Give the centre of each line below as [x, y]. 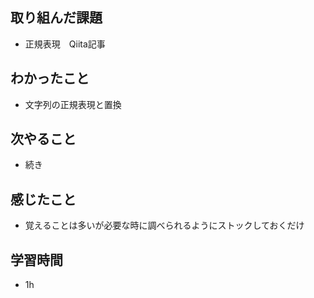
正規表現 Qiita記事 [65, 44]
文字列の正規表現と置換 [73, 104]
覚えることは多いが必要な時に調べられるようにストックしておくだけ [164, 225]
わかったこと [50, 78]
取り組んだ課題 [56, 18]
